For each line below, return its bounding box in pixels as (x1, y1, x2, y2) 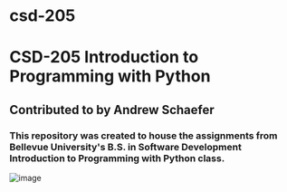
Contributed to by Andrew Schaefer (9, 101, 215, 118)
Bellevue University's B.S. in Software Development (9, 140, 242, 153)
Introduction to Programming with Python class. (9, 151, 225, 164)
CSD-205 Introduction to (9, 47, 199, 68)
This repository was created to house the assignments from (9, 129, 278, 141)
